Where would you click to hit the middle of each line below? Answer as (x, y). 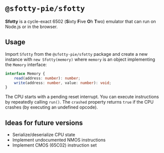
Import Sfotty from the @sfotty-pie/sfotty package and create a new (77, 54)
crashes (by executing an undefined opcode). (51, 107)
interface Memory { (25, 74)
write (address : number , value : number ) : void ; (63, 83)
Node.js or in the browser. (31, 27)
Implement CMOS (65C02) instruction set (55, 145)
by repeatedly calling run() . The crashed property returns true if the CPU (80, 102)
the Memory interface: (26, 64)
